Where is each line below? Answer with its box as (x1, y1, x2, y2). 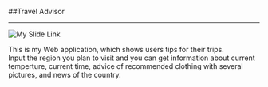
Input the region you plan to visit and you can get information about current (8, 53, 255, 62)
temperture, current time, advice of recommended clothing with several (8, 62, 243, 70)
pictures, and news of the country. (8, 70, 121, 79)
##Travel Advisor (8, 7, 65, 16)
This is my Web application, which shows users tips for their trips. (8, 45, 225, 54)
